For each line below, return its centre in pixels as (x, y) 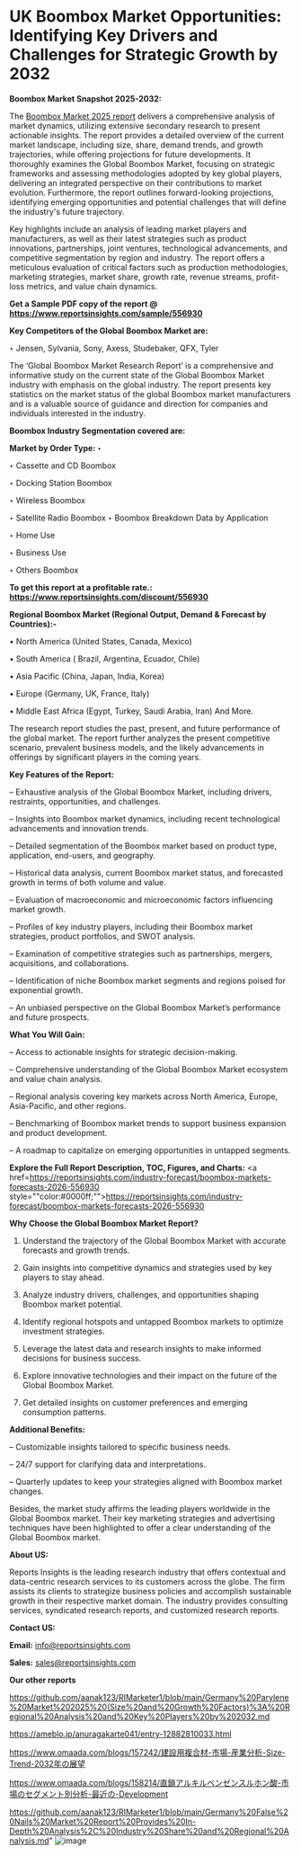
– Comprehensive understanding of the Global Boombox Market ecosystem (149, 1069)
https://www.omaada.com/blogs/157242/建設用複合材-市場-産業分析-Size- (147, 1752)
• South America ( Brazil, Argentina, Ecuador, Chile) (105, 659)
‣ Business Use (38, 552)
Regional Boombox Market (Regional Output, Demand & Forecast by (138, 614)
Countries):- (33, 624)
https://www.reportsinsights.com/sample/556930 (106, 313)
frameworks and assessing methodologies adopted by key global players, (146, 173)
